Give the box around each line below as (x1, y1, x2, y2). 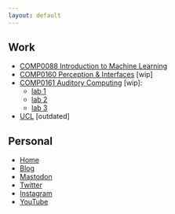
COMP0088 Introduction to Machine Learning (19, 61, 168, 71)
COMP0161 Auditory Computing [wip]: (19, 78, 143, 87)
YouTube (19, 197, 49, 207)
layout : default (8, 11, 61, 20)
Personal (8, 135, 53, 148)
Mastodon (19, 172, 53, 182)
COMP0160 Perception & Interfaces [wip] (19, 70, 153, 79)
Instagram (19, 189, 53, 198)
